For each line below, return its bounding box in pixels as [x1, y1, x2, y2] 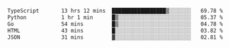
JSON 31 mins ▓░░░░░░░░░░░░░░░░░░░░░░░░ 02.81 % [7, 33, 223, 41]
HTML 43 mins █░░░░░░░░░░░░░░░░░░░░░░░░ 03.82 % [7, 27, 223, 34]
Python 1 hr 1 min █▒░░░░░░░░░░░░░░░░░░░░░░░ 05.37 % [7, 13, 223, 21]
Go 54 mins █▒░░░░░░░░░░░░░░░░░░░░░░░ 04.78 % [7, 20, 223, 28]
